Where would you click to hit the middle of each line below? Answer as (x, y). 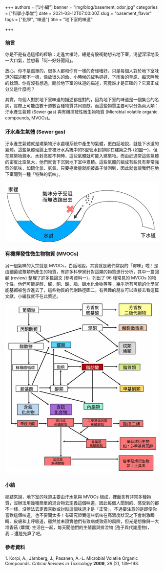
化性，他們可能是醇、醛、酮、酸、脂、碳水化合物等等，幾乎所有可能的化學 (80, 284)
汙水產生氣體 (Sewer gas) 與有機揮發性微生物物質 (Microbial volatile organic (81, 112)
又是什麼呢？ (22, 89)
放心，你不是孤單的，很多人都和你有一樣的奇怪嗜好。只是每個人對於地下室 (80, 71)
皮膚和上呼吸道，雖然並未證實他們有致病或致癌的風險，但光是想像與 (82, 521)
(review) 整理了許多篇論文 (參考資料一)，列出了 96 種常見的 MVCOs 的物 (83, 277)
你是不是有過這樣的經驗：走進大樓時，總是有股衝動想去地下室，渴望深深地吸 (82, 54)
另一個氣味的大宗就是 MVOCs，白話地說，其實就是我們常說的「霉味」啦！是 (82, 265)
